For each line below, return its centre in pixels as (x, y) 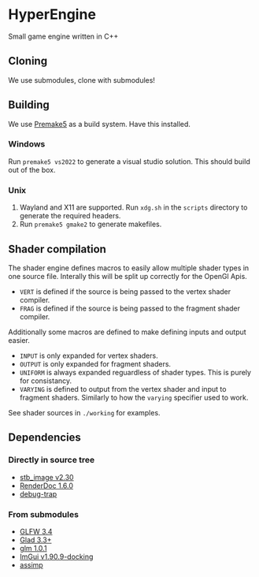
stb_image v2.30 (46, 477)
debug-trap (38, 493)
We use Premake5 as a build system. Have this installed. (100, 124)
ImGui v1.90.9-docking (56, 557)
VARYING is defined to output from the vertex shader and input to (123, 389)
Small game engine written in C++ (63, 36)
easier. (19, 340)
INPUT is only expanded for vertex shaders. (89, 356)
